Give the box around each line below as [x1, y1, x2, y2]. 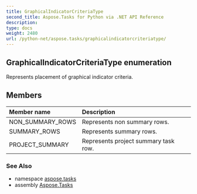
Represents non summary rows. [81, 118, 169, 126]
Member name [9, 108, 51, 116]
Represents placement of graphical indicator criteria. [6, 73, 134, 80]
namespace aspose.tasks [14, 175, 77, 182]
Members [6, 91, 42, 101]
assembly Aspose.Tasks [14, 181, 73, 188]
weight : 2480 [6, 31, 38, 36]
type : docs [6, 25, 33, 31]
